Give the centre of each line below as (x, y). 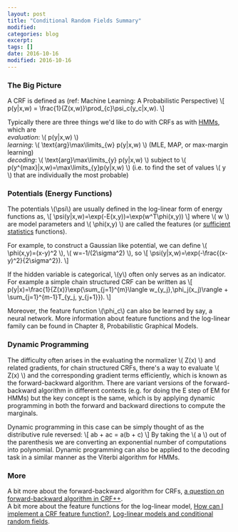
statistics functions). (37, 231)
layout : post (27, 14)
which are (22, 130)
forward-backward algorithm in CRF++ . (65, 499)
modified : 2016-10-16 (40, 61)
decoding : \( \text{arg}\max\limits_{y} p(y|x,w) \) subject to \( (97, 160)
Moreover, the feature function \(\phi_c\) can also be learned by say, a (110, 311)
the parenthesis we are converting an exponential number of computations (117, 442)
